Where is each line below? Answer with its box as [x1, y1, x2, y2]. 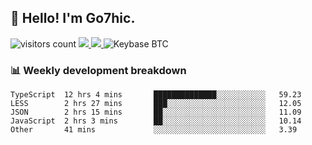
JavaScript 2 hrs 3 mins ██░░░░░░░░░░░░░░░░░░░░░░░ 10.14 [10, 116, 302, 126]
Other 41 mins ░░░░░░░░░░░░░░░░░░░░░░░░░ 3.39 [10, 125, 298, 135]
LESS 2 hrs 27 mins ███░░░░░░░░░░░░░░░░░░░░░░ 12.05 [10, 99, 302, 109]
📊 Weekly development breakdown [10, 63, 187, 77]
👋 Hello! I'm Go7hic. [10, 10, 136, 27]
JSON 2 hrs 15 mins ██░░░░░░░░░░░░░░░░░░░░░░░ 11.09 [10, 107, 302, 118]
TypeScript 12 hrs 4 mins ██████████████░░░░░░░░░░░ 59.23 [10, 90, 302, 100]
